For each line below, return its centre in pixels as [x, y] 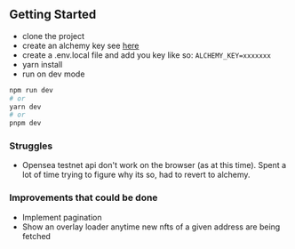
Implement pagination [62, 217]
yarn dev [25, 107]
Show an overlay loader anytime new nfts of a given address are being [151, 227]
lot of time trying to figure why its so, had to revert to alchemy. [136, 175]
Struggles [31, 146]
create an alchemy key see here [80, 45]
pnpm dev [25, 124]
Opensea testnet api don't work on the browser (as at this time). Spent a [154, 165]
